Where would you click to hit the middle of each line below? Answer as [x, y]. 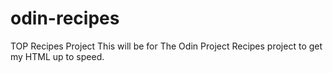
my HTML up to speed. [57, 56]
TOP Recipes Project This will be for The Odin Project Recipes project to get [166, 46]
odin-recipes [65, 18]
